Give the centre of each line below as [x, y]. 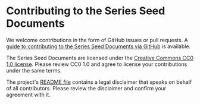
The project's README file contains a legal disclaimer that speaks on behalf [99, 82]
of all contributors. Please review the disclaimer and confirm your [86, 88]
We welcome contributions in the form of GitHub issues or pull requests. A [97, 40]
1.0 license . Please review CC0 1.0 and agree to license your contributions [97, 64]
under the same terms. [34, 70]
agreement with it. [28, 94]
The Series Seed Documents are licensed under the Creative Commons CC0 [100, 58]
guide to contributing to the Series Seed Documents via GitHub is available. [99, 46]
